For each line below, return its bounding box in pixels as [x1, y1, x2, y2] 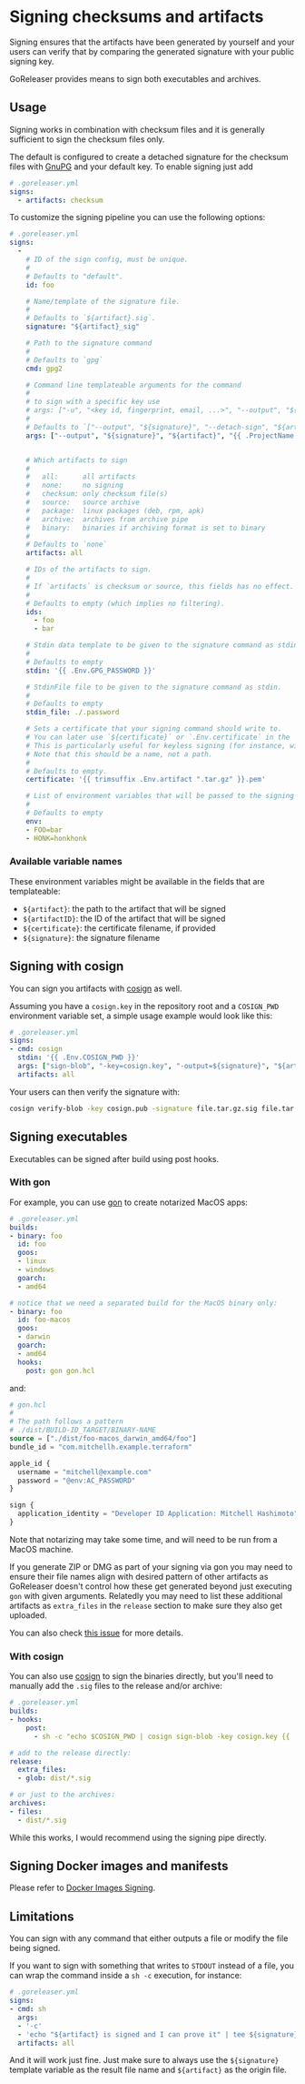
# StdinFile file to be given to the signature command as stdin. [25, 683, 282, 692]
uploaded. [9, 1609, 47, 1621]
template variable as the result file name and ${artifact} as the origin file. [9, 2064, 288, 2076]
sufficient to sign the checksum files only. [9, 134, 165, 145]
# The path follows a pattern [9, 1417, 124, 1426]
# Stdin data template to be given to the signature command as [25, 641, 274, 650]
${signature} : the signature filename [22, 932, 161, 943]
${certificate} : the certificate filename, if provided [22, 922, 216, 934]
